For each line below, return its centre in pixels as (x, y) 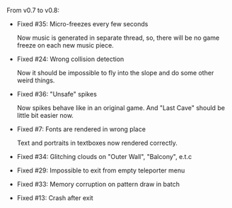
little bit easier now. (45, 115)
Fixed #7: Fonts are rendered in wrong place (81, 129)
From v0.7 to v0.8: (33, 10)
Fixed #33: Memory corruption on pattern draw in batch (98, 184)
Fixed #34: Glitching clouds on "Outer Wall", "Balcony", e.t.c (104, 157)
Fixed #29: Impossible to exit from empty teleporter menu (101, 170)
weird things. (36, 80)
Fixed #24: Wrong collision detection (70, 59)
